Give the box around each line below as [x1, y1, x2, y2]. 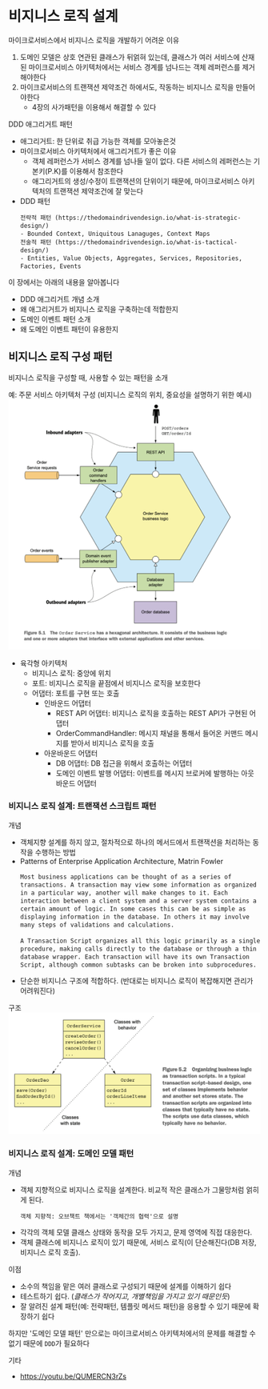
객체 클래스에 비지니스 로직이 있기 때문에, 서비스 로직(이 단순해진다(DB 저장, [19, 1237, 258, 1247]
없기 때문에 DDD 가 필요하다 [8, 1338, 90, 1348]
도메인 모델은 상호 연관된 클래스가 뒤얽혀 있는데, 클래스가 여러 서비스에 [19, 52, 240, 62]
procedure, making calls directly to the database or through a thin [19, 945, 258, 953]
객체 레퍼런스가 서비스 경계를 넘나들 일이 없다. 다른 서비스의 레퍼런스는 [31, 156, 252, 166]
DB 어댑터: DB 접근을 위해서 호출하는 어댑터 [55, 759, 193, 768]
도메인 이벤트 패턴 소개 [19, 314, 91, 324]
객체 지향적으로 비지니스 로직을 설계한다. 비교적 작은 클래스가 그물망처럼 [19, 1185, 245, 1195]
